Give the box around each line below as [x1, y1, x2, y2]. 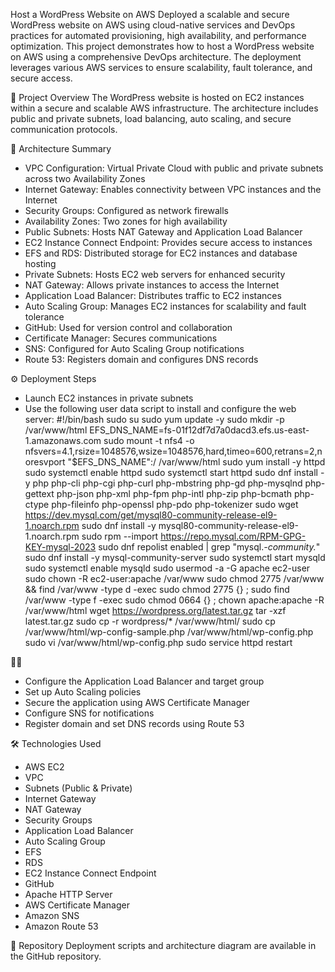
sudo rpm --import [81, 530, 159, 542]
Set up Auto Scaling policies [24, 686, 142, 698]
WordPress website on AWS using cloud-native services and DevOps [10, 19, 296, 31]
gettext [24, 488, 55, 499]
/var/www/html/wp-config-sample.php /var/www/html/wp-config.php [24, 626, 314, 638]
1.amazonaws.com [24, 435, 102, 446]
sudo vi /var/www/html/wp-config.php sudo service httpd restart [24, 637, 293, 648]
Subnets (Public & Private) [24, 782, 133, 794]
